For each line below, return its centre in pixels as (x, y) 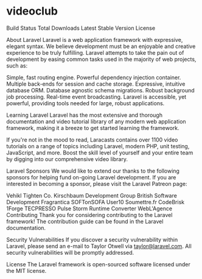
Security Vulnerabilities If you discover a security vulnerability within (92, 239)
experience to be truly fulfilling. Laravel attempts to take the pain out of (95, 52)
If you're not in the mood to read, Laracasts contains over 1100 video (92, 139)
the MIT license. (26, 270)
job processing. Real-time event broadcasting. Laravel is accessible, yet (96, 97)
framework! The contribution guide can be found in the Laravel (85, 221)
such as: (17, 66)
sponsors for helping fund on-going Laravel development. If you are (91, 177)
